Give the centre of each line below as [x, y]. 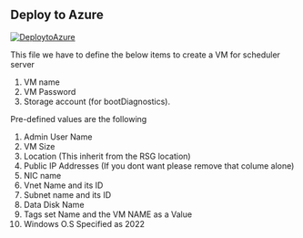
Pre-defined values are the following [79, 119]
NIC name [42, 175]
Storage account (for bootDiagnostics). [97, 101]
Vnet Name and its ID [63, 185]
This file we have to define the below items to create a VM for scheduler [146, 55]
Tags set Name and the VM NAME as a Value [108, 214]
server [23, 64]
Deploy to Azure [57, 15]
